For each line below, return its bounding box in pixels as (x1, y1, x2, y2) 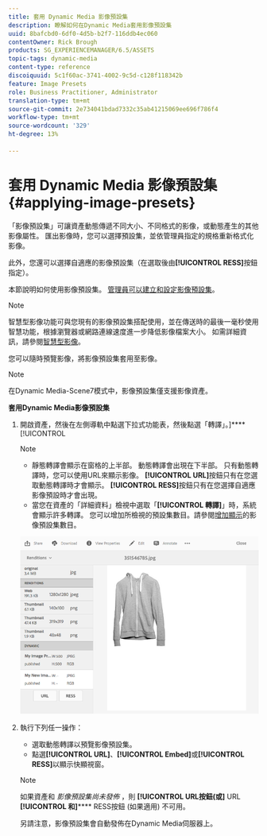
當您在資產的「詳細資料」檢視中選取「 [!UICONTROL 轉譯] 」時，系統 (31, 500, 257, 509)
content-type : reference (8, 64, 91, 72)
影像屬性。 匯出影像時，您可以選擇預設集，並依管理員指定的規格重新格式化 (8, 230, 254, 240)
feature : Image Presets (8, 79, 87, 87)
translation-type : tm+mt (8, 96, 91, 105)
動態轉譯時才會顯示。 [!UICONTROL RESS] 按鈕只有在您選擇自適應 (38, 480, 256, 490)
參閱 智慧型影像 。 (29, 336, 85, 346)
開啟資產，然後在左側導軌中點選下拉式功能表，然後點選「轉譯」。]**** (19, 420, 246, 429)
